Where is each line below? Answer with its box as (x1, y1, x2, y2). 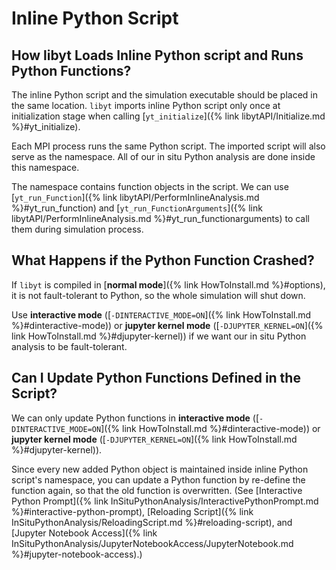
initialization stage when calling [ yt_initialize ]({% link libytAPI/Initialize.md (11, 110, 326, 122)
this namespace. (11, 162, 80, 173)
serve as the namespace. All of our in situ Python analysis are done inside (11, 151, 316, 162)
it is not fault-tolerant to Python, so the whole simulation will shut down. (11, 289, 306, 301)
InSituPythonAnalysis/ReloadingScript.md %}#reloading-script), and (11, 516, 293, 528)
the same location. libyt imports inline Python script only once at (11, 100, 281, 111)
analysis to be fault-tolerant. (11, 340, 128, 352)
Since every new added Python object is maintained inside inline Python (11, 463, 309, 475)
